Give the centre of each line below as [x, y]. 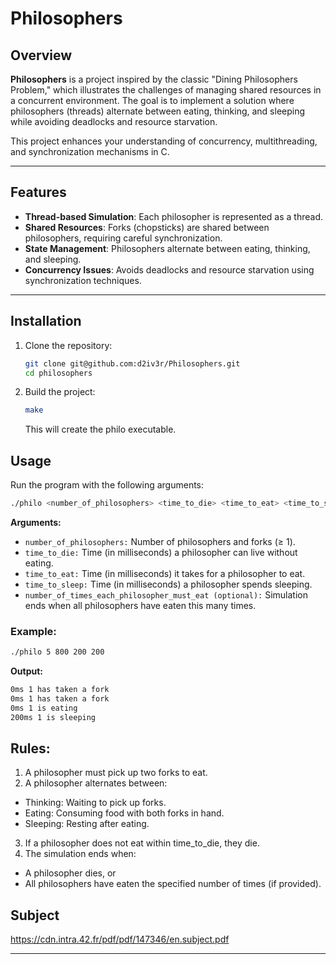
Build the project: [60, 392]
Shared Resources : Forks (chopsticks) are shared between [147, 227]
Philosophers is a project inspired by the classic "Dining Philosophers [154, 79]
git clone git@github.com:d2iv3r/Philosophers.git [132, 363]
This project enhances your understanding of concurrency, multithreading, [164, 141]
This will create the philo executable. [100, 429]
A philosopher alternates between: [96, 783]
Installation [46, 321]
